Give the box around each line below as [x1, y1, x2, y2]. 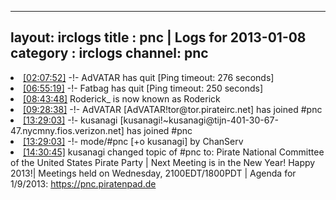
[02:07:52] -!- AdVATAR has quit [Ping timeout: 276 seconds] [23, 71, 275, 83]
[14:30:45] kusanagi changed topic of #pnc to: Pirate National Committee [23, 146, 325, 158]
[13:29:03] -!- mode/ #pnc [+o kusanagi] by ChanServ [23, 135, 244, 147]
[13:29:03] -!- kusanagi [23, 114, 118, 126]
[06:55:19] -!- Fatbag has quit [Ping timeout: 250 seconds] [23, 82, 264, 94]
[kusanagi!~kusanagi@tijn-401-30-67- [119, 114, 279, 126]
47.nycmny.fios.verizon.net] [10, 124, 125, 136]
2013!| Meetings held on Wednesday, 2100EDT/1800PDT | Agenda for [10, 167, 297, 179]
